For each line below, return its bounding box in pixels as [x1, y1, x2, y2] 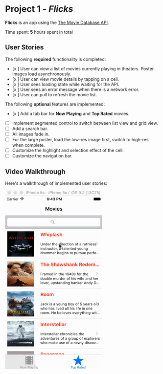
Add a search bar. [12, 126, 48, 132]
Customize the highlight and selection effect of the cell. [12, 148, 124, 153]
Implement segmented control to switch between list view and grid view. [12, 120, 158, 126]
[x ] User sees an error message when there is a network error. [12, 87, 140, 92]
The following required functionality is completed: [5, 56, 106, 62]
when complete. [12, 142, 45, 148]
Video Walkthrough [5, 167, 66, 176]
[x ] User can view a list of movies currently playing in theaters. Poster [12, 66, 154, 71]
